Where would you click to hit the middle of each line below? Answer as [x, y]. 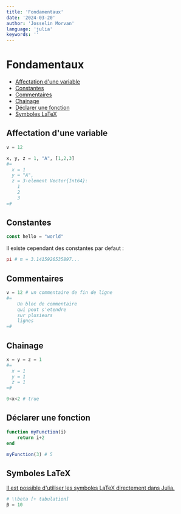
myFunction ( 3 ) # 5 [29, 454]
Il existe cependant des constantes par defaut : [65, 248]
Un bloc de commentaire [47, 304]
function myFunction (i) [36, 432]
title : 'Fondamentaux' [35, 12]
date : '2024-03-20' [31, 18]
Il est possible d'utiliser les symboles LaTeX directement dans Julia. [90, 488]
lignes [26, 321]
